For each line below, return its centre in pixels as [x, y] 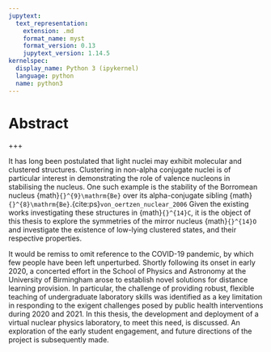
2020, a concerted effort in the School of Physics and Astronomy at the [127, 271]
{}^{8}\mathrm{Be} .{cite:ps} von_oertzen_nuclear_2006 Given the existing [129, 204]
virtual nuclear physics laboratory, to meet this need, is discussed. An [124, 323]
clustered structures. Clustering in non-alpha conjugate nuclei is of [120, 170]
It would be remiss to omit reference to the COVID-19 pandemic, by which [131, 254]
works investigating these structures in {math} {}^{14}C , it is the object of [130, 213]
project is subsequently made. [59, 340]
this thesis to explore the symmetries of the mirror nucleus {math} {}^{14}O [133, 221]
